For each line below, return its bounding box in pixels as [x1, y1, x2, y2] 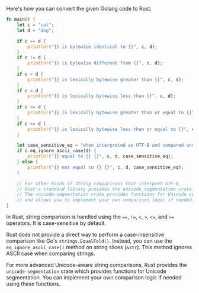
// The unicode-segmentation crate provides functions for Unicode [17, 192, 187, 198]
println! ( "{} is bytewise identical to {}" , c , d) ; [27, 44, 158, 50]
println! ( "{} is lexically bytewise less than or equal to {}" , [27, 126, 190, 132]
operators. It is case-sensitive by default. [6, 220, 107, 227]
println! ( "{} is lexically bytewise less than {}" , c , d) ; [27, 93, 176, 99]
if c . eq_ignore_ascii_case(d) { [17, 148, 97, 154]
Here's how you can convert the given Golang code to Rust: [6, 5, 152, 12]
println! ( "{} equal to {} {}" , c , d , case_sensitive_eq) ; [27, 153, 174, 159]
